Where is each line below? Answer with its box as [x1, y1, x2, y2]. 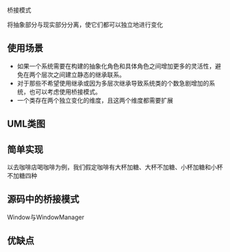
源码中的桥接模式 [7, 194, 79, 205]
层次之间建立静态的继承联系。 [40, 71, 125, 79]
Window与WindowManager [7, 213, 84, 221]
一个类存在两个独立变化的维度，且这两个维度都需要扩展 [16, 96, 173, 104]
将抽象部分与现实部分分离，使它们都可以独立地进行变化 [7, 21, 163, 29]
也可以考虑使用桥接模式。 [29, 88, 101, 96]
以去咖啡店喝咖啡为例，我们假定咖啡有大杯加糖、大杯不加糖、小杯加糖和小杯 [7, 163, 223, 171]
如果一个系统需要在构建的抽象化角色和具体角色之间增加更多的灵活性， [16, 62, 216, 70]
